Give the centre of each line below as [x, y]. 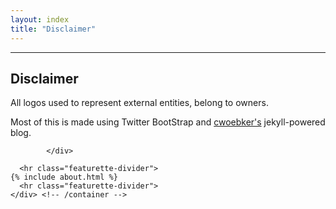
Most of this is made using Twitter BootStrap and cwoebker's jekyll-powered [168, 122]
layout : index [40, 19]
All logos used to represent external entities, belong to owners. [139, 103]
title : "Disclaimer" [53, 29]
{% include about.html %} [64, 177]
